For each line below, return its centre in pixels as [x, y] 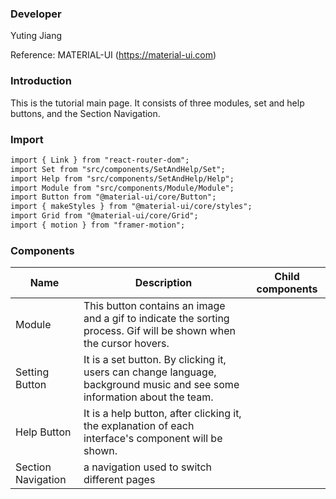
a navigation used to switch [147, 467]
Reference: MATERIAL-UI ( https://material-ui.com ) [113, 55]
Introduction [41, 81]
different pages [119, 480]
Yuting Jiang [36, 36]
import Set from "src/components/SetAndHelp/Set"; [118, 169]
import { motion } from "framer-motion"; [98, 225]
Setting [32, 372]
